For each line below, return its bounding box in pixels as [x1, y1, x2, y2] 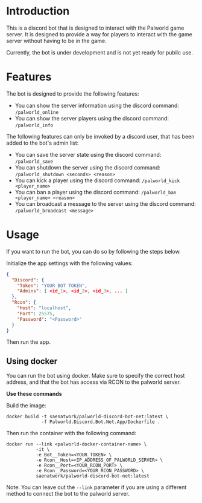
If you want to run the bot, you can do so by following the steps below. [6, 248, 181, 255]
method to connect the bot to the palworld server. [6, 490, 130, 498]
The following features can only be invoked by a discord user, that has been [6, 133, 195, 140]
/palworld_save [14, 159, 54, 165]
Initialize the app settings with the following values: [6, 259, 133, 267]
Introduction [6, 4, 70, 18]
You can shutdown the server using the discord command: [14, 163, 161, 171]
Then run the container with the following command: [6, 430, 137, 437]
